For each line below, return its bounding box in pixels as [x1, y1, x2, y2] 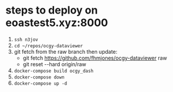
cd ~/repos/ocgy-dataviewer [14, 42, 83, 49]
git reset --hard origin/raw [22, 60, 86, 68]
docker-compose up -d [14, 80, 67, 86]
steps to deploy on [5, 4, 98, 17]
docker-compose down [14, 74, 65, 80]
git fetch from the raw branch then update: [14, 48, 118, 55]
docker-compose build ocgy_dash [14, 68, 94, 74]
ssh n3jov [14, 37, 39, 42]
